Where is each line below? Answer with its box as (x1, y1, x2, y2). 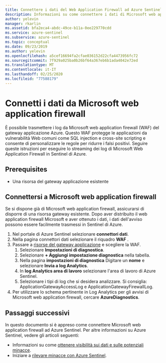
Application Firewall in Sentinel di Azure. (5, 151, 87, 156)
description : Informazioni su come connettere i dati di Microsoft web (5, 12, 156, 17)
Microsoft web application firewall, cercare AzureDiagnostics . (12, 294, 140, 300)
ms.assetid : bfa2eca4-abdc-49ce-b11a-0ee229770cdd (5, 26, 112, 31)
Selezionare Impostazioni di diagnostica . (19, 247, 105, 253)
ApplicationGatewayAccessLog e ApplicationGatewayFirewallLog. (19, 284, 154, 290)
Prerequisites (5, 165, 47, 174)
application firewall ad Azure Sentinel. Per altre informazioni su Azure (5, 327, 146, 333)
